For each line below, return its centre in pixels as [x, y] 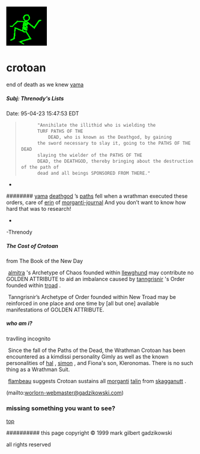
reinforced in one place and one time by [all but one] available [83, 303]
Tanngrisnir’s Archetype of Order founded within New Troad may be [92, 297]
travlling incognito [29, 338]
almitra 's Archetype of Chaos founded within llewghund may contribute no [101, 272]
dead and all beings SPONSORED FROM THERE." [94, 173]
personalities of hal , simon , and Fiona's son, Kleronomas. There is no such [100, 363]
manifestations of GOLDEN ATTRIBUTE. [55, 309]
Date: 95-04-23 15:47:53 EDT [43, 113]
